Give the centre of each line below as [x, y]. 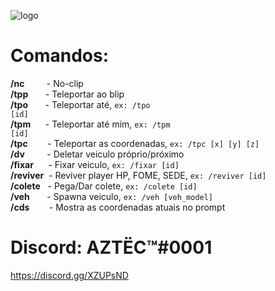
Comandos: [59, 56]
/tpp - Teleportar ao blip [67, 94]
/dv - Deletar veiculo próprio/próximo [97, 154]
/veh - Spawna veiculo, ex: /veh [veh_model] [112, 196]
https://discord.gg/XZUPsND [69, 275]
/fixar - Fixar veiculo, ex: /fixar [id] [95, 164]
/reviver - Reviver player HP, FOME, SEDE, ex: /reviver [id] [138, 175]
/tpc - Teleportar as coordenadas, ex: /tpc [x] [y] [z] [135, 143]
